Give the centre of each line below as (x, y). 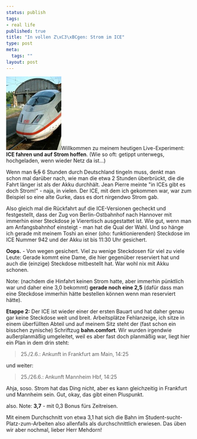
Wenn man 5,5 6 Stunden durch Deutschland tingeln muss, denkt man (91, 172)
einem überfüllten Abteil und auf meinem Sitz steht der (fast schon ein (91, 324)
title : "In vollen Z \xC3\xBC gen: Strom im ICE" (66, 37)
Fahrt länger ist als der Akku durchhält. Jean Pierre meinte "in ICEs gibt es (96, 184)
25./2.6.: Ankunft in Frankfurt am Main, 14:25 (74, 354)
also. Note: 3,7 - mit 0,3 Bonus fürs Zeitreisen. (62, 405)
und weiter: (20, 365)
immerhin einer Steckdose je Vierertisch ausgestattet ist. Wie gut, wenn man (99, 221)
